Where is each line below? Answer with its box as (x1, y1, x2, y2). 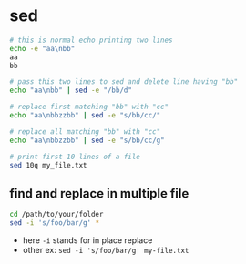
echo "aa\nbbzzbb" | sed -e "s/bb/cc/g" (9, 136, 166, 145)
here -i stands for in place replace (22, 235, 153, 246)
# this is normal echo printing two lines (9, 36, 173, 45)
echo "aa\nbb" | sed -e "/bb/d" (9, 86, 132, 96)
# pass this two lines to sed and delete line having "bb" (9, 77, 239, 86)
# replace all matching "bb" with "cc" (9, 127, 161, 137)
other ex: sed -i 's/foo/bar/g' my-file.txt (22, 245, 190, 255)
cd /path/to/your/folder (9, 210, 104, 219)
